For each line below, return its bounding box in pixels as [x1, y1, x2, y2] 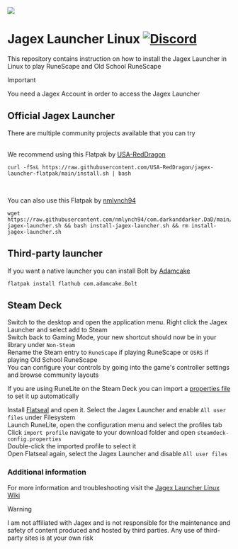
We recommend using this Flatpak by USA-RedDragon [7, 149, 166, 159]
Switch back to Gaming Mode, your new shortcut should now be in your [7, 333, 217, 341]
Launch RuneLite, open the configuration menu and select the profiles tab [7, 421, 222, 429]
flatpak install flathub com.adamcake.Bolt [7, 280, 138, 287]
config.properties [7, 436, 62, 443]
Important [7, 75, 36, 84]
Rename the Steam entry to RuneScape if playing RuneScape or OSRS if [7, 348, 209, 357]
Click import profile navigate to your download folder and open [7, 429, 196, 437]
